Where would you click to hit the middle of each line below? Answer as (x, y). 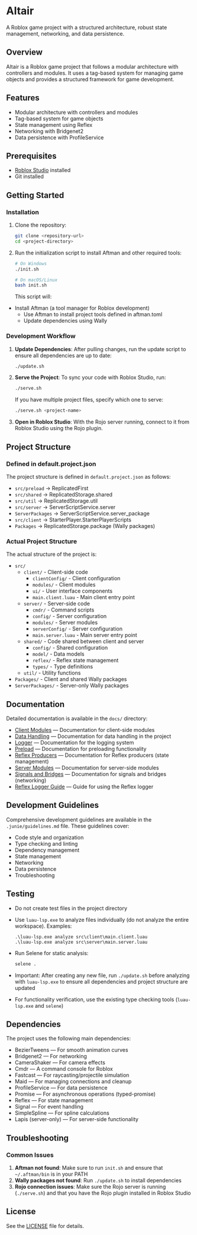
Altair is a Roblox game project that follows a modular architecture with (92, 66)
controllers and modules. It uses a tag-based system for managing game (95, 73)
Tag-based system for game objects (59, 118)
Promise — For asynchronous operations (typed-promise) (85, 1094)
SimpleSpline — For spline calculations (62, 1113)
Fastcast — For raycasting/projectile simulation (72, 1075)
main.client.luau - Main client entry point (83, 597)
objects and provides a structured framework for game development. (90, 79)
